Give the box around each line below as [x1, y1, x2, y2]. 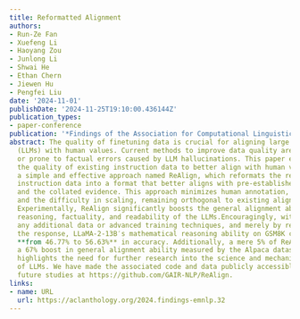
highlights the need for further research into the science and [17, 254, 262, 264]
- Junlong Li [9, 55, 58, 63]
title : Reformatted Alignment [9, 13, 122, 22]
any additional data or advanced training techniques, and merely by [17, 221, 281, 230]
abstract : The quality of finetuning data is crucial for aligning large [9, 138, 290, 147]
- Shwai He [9, 63, 50, 72]
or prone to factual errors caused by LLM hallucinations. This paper [17, 154, 286, 164]
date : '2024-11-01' [9, 96, 82, 105]
